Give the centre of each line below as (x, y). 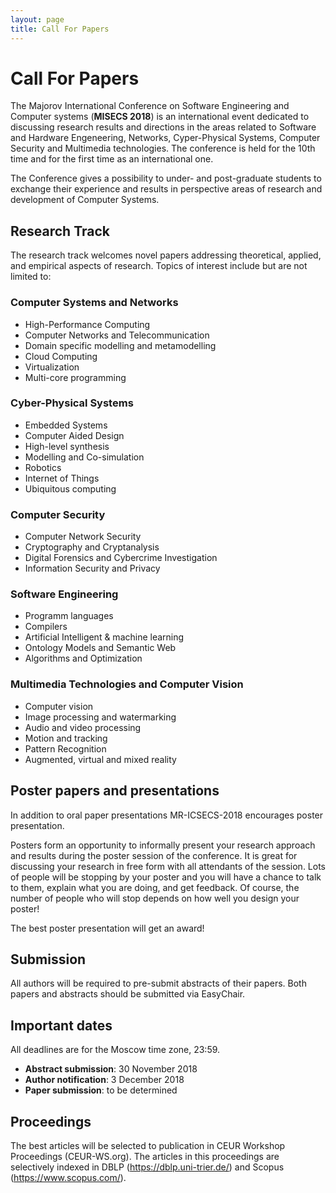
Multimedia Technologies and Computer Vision (127, 684)
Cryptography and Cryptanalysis (92, 547)
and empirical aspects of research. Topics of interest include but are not (159, 266)
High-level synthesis (67, 446)
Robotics (43, 467)
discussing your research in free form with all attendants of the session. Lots (168, 866)
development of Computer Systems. (85, 200)
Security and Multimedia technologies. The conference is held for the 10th (163, 148)
